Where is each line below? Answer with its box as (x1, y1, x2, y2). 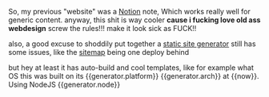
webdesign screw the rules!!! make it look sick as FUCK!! (8, 24, 197, 33)
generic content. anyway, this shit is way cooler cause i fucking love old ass (8, 15, 261, 25)
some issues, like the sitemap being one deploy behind (8, 48, 190, 56)
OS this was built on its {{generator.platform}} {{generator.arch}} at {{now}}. (8, 72, 259, 80)
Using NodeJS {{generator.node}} (8, 80, 121, 89)
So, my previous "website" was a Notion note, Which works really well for (8, 7, 251, 16)
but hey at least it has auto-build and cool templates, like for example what (8, 63, 255, 72)
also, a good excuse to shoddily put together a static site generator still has (8, 39, 256, 48)
